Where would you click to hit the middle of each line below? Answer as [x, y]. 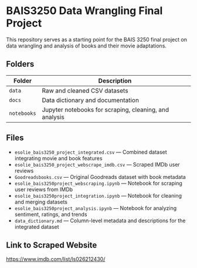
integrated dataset [37, 226]
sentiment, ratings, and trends [51, 214]
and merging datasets [41, 202]
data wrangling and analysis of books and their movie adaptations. [86, 46]
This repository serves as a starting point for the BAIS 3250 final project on [97, 39]
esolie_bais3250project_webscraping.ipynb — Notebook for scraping [98, 183]
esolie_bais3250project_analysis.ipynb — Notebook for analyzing [96, 208]
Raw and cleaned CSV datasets [85, 90]
